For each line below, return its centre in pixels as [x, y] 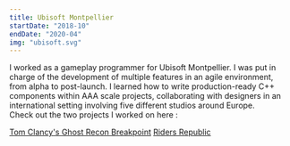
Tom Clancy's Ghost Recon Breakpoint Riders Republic [111, 132]
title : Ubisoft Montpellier [62, 17]
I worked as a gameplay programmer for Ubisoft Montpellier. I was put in [143, 68]
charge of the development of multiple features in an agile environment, [141, 77]
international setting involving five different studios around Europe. [132, 105]
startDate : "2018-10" [50, 26]
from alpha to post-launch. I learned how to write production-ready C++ [142, 86]
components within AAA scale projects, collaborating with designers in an [145, 96]
